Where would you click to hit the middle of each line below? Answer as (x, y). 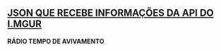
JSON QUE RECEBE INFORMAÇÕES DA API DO (110, 13)
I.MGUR (25, 24)
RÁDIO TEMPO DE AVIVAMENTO (56, 41)
